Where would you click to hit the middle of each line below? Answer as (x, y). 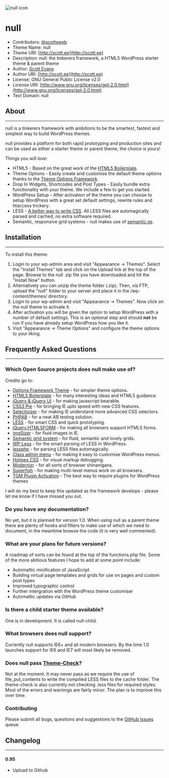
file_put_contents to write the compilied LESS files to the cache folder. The (82, 679)
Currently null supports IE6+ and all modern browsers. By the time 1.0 (77, 645)
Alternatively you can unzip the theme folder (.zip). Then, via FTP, (80, 285)
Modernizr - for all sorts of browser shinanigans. (63, 465)
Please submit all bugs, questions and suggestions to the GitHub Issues (79, 719)
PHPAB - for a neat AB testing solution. (53, 417)
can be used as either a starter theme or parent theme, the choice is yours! (83, 148)
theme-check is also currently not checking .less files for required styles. (81, 685)
